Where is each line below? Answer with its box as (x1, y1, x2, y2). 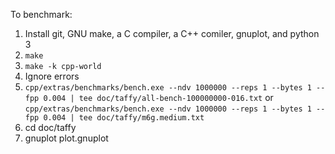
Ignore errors (24, 70, 80, 82)
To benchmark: (10, 9, 73, 20)
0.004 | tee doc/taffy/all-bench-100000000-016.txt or (43, 92, 274, 103)
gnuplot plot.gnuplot (24, 132, 109, 144)
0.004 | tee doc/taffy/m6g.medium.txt (43, 113, 205, 123)
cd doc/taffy (24, 122, 77, 133)
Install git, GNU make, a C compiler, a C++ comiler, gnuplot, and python (24, 28, 320, 39)
